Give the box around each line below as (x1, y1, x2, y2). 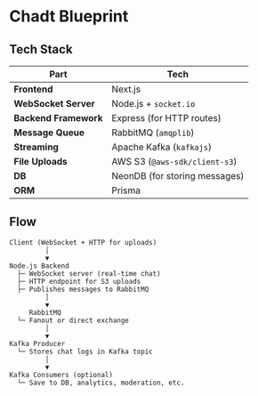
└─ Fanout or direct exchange (17, 316, 129, 325)
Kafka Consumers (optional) (9, 370, 114, 379)
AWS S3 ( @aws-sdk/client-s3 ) (110, 156, 238, 167)
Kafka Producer (9, 339, 66, 348)
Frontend (13, 83, 53, 95)
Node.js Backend (9, 261, 69, 271)
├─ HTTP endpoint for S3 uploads (17, 277, 141, 286)
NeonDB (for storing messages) (110, 170, 245, 182)
